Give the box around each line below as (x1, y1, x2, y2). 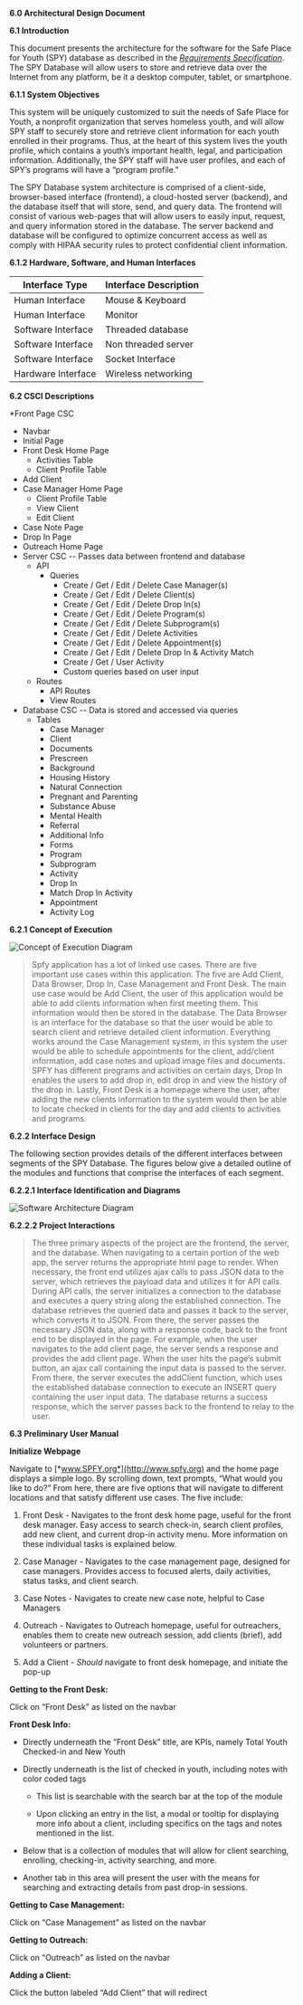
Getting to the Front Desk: (9, 1684, 109, 1695)
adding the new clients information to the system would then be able (31, 1094, 288, 1104)
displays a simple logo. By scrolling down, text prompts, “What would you (9, 1473, 283, 1484)
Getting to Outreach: (9, 1934, 89, 1945)
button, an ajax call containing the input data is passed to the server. (31, 1362, 287, 1373)
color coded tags (22, 1773, 87, 1784)
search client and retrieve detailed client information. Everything (31, 1026, 271, 1037)
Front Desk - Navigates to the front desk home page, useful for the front (22, 1510, 291, 1520)
